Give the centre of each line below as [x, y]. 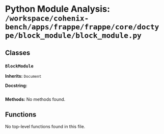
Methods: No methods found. [35, 99]
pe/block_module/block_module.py [73, 35]
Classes [18, 53]
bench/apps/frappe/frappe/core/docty [82, 27]
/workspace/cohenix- [47, 18]
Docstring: [16, 85]
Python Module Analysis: [58, 9]
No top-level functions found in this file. [45, 126]
